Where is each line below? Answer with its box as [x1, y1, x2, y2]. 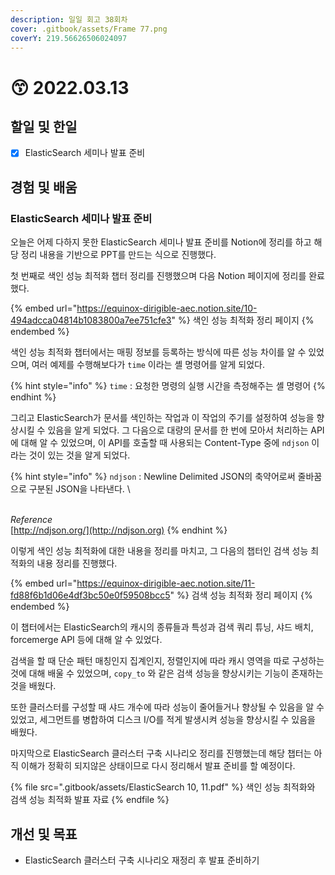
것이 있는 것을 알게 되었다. [28, 449, 131, 461]
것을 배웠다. [10, 680, 57, 692]
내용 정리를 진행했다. [36, 557, 118, 570]
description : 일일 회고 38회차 [10, 14, 128, 25]
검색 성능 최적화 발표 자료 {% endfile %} [10, 794, 170, 806]
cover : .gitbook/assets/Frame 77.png [10, 24, 168, 34]
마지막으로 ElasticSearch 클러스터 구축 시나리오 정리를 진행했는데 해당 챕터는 [10, 747, 312, 760]
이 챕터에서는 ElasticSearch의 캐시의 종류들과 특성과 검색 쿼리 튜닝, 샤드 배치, [10, 621, 314, 633]
